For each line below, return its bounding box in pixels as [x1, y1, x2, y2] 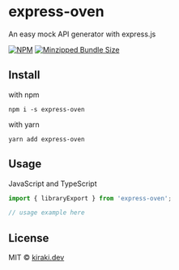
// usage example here [8, 209, 85, 217]
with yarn [8, 120, 40, 129]
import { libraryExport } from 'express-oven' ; [8, 194, 173, 202]
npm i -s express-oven [8, 105, 85, 113]
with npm [8, 90, 40, 99]
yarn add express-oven [8, 135, 85, 143]
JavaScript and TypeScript [8, 179, 97, 188]
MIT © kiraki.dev [8, 253, 65, 263]
